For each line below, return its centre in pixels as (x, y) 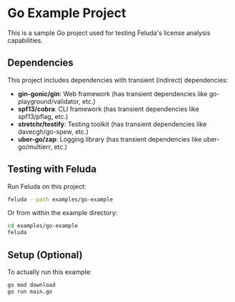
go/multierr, (35, 147)
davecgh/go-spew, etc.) (53, 131)
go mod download (31, 285)
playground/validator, (49, 101)
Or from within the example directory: (62, 213)
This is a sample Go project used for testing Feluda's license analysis (109, 33)
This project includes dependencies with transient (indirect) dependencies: (118, 80)
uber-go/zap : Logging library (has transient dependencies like (110, 139)
